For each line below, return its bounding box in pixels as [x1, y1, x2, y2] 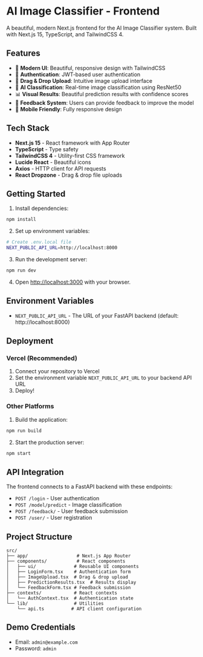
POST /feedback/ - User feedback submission [14, 508, 128, 515]
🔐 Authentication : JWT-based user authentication [14, 71, 141, 78]
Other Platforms [6, 402, 54, 411]
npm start [6, 450, 31, 456]
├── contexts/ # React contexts [6, 590, 118, 597]
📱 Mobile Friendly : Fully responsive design [14, 105, 122, 113]
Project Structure [6, 531, 72, 542]
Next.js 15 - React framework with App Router [14, 139, 130, 146]
